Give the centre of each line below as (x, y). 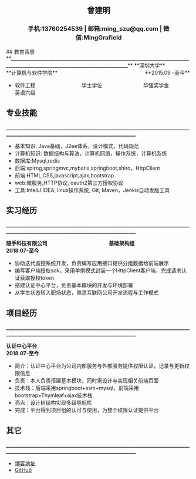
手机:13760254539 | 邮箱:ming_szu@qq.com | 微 (99, 29)
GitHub (23, 470)
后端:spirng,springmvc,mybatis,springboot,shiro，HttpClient (87, 168)
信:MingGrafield (99, 38)
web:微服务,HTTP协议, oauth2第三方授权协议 (69, 183)
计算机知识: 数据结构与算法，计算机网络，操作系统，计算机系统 (91, 153)
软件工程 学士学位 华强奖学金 (92, 85)
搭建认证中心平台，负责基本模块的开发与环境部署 (74, 285)
